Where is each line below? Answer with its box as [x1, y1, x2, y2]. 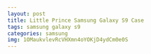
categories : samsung [7, 29, 69, 37]
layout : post [7, 10, 46, 18]
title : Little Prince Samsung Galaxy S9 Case [7, 17, 144, 24]
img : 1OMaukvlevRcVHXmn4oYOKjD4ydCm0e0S [7, 36, 129, 43]
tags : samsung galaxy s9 [7, 23, 81, 30]
